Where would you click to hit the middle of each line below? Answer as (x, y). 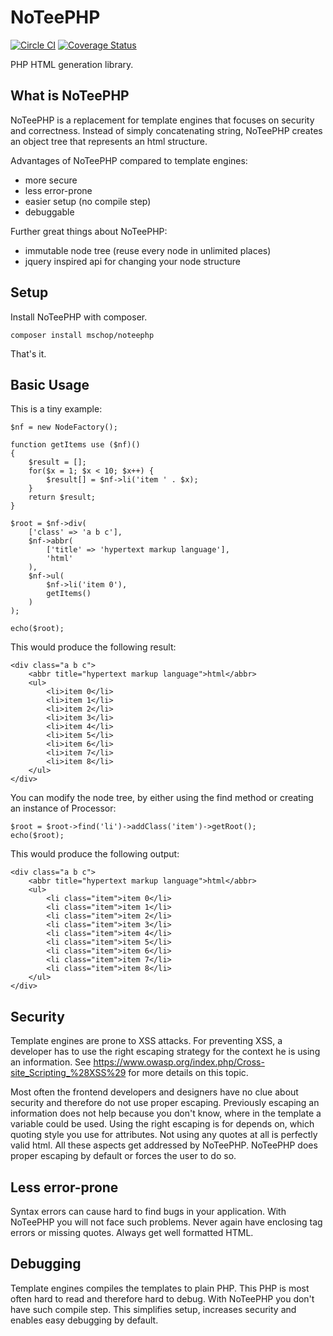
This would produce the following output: (95, 854)
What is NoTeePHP (70, 96)
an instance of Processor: (63, 808)
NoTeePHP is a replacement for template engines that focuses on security (162, 120)
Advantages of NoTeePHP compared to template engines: (129, 160)
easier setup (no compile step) (88, 201)
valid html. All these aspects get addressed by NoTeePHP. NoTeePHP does (164, 1145)
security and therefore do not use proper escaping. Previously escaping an (165, 1103)
